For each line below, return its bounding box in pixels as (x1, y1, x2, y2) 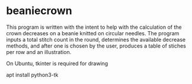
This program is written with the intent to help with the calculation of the (6, 23, 182, 31)
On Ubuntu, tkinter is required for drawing (6, 60, 108, 67)
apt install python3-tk (6, 71, 59, 78)
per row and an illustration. (6, 48, 72, 55)
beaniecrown (6, 4, 72, 18)
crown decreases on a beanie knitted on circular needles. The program (6, 29, 180, 36)
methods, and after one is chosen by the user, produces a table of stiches (6, 42, 187, 49)
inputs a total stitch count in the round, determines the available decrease (6, 36, 186, 43)
